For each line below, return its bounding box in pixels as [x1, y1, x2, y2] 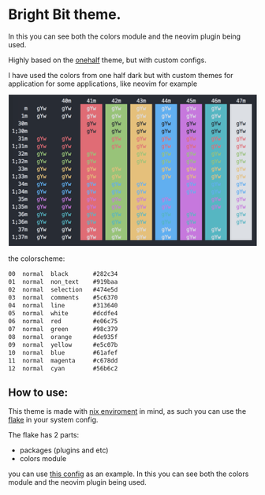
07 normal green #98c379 [8, 325, 118, 333]
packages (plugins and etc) [19, 445, 109, 455]
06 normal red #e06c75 [8, 317, 118, 325]
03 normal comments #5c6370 [8, 293, 118, 301]
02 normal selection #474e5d [8, 285, 118, 293]
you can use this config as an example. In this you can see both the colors [8, 469, 249, 478]
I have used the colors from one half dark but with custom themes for [8, 70, 234, 80]
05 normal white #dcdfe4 [8, 309, 118, 317]
